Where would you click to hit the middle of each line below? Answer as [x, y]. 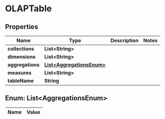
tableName [21, 81]
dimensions [22, 57]
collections [21, 49]
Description [125, 41]
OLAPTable [29, 9]
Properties [22, 27]
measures [20, 73]
